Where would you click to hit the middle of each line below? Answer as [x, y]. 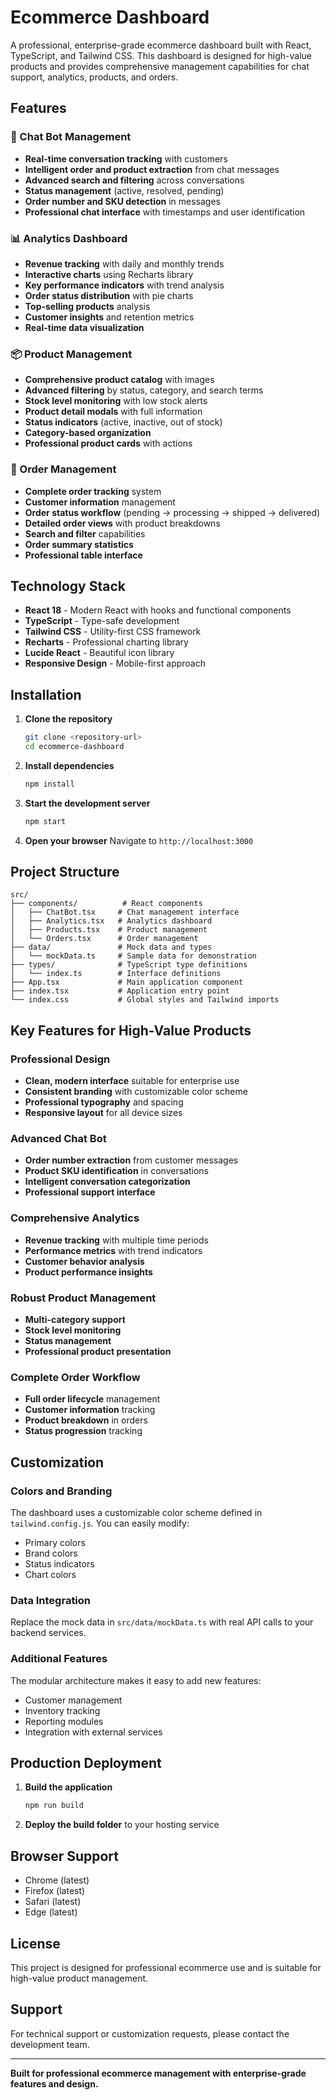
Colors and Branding [61, 1491]
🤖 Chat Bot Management [71, 137]
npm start [45, 821]
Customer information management [100, 502]
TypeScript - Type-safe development [102, 621]
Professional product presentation [98, 1352]
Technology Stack [68, 586]
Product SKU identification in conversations [116, 1171]
